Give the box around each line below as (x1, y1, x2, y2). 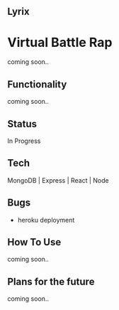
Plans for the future (7, 275, 95, 287)
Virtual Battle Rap (7, 34, 113, 50)
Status (7, 117, 38, 130)
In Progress (7, 137, 41, 145)
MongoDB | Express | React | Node (7, 176, 109, 184)
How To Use (7, 236, 62, 248)
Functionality (7, 78, 67, 90)
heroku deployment (17, 215, 75, 224)
